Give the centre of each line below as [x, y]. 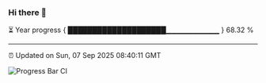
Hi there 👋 [28, 13]
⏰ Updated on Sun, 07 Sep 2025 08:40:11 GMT [85, 56]
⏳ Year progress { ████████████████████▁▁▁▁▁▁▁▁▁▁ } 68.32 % [131, 30]
